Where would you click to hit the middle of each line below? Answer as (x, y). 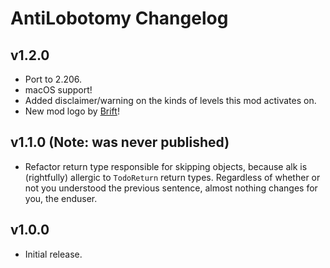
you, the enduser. (61, 198)
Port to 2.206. (53, 79)
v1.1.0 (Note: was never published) (120, 142)
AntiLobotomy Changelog (119, 18)
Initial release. (53, 254)
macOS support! (58, 90)
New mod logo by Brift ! (72, 111)
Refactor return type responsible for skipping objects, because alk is (166, 166)
